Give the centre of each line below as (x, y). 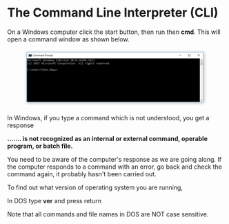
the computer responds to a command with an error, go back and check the (115, 167)
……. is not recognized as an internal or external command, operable (108, 138)
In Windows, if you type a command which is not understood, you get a (108, 118)
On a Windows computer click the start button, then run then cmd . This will (114, 32)
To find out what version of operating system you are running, (95, 187)
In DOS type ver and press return (54, 200)
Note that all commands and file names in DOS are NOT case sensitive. (108, 214)
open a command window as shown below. (68, 39)
